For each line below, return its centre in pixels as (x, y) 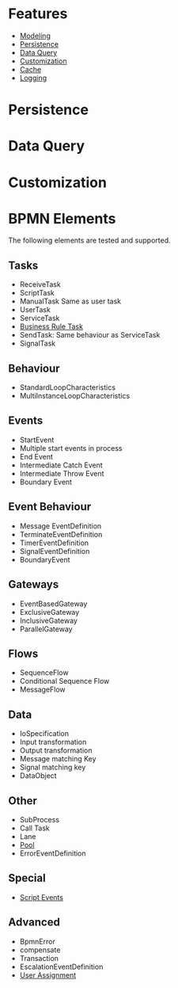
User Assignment (48, 975)
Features (38, 14)
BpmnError (37, 941)
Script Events (41, 897)
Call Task (34, 828)
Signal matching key (53, 767)
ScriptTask (37, 293)
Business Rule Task (51, 326)
